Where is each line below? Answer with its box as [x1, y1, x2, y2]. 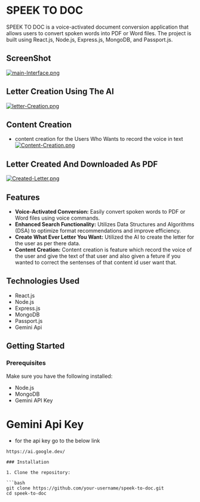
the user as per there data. [14, 240, 81, 247]
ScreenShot [6, 53, 51, 63]
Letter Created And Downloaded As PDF [6, 159, 158, 169]
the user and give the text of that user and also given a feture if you [14, 252, 181, 260]
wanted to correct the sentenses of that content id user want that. [14, 259, 177, 266]
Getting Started [6, 341, 65, 351]
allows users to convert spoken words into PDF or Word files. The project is [6, 29, 192, 36]
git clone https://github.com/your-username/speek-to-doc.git [6, 485, 164, 491]
